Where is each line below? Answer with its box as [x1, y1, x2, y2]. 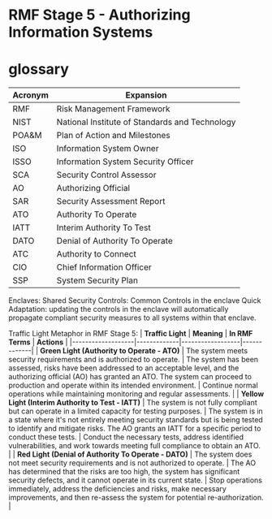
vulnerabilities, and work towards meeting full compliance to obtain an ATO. [8, 441, 261, 451]
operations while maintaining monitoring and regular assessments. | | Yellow [8, 389, 265, 399]
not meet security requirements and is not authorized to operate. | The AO [8, 458, 257, 468]
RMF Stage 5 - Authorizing [8, 6, 191, 24]
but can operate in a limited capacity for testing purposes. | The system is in [8, 406, 264, 416]
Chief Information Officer [56, 262, 152, 273]
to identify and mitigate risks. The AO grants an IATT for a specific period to [8, 424, 261, 434]
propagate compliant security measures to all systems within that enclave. [8, 313, 257, 322]
